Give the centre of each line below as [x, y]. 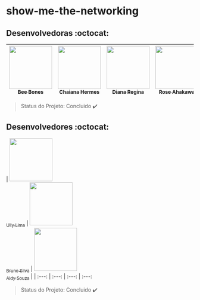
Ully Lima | [17, 224]
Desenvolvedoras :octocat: [57, 33]
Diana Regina [128, 92]
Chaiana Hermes [79, 92]
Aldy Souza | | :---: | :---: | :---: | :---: [49, 277]
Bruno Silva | [19, 269]
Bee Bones [30, 92]
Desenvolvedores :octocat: [57, 127]
